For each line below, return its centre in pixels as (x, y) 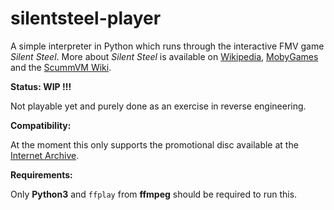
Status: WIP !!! (41, 86)
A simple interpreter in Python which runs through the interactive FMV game (167, 46)
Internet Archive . (45, 155)
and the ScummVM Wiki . (61, 67)
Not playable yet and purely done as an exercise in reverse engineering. (158, 106)
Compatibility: (41, 125)
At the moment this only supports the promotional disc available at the (154, 144)
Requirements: (41, 174)
